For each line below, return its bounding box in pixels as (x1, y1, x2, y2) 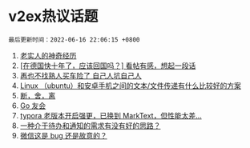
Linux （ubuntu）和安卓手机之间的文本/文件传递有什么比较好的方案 (19, 81, 242, 90)
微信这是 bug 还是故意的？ (19, 130, 108, 140)
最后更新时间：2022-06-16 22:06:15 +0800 (8, 35, 140, 44)
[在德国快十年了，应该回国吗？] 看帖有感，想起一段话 (19, 61, 196, 70)
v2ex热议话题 (8, 7, 99, 26)
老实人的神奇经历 (19, 50, 77, 60)
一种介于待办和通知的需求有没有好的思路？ (19, 121, 161, 130)
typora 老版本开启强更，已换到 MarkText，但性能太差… (19, 110, 202, 120)
